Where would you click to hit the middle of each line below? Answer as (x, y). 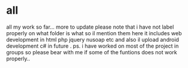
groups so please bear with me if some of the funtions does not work (92, 52)
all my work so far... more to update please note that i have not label (90, 27)
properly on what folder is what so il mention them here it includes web (94, 33)
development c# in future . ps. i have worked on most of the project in (92, 46)
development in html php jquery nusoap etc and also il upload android (92, 39)
